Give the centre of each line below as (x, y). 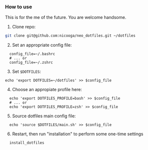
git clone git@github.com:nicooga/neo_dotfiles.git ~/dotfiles (70, 36)
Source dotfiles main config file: (44, 116)
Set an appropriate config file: (42, 45)
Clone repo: (24, 27)
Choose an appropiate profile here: (47, 90)
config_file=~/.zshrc (31, 63)
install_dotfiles (27, 143)
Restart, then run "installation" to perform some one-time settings (78, 134)
